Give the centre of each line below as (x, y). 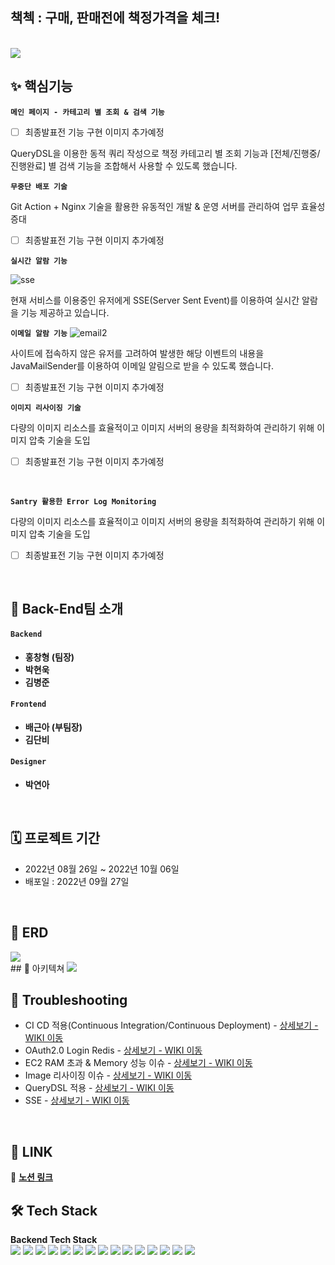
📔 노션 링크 (31, 1177)
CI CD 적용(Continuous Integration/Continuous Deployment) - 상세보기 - (171, 1025)
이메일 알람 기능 (39, 333)
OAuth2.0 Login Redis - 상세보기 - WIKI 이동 (113, 1050)
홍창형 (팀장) (49, 657)
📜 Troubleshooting (69, 999)
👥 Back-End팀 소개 (66, 609)
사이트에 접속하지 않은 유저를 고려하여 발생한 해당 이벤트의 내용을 (137, 353)
